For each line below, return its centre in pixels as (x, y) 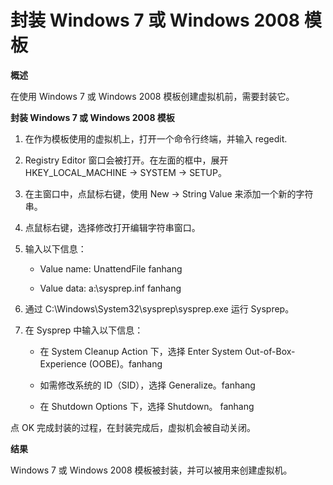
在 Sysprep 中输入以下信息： (84, 330)
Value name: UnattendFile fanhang (111, 268)
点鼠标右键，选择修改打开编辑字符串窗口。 (112, 227)
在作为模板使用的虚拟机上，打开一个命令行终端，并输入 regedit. (156, 138)
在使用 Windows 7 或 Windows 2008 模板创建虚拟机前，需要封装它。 (152, 96)
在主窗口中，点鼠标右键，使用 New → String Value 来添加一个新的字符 (169, 193)
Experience (63, 363)
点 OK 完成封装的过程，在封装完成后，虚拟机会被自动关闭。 (133, 427)
